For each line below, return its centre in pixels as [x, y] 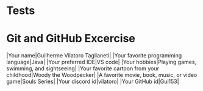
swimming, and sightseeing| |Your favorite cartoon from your [83, 68]
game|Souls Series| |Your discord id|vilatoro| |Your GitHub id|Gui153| [93, 82]
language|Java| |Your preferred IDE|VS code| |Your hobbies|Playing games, [101, 62]
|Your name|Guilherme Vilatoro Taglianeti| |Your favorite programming [94, 56]
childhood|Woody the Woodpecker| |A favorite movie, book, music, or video [102, 75]
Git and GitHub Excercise [71, 39]
